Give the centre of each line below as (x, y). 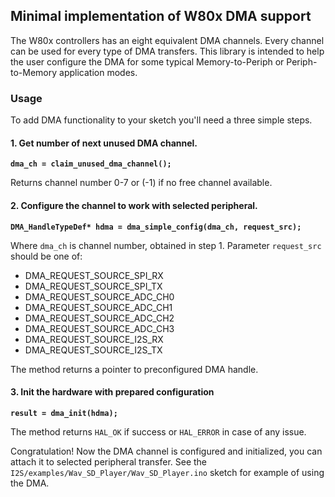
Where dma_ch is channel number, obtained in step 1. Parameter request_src (166, 245)
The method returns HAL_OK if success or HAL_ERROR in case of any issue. (158, 431)
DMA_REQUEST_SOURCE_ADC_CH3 (99, 328)
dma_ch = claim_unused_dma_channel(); (91, 164)
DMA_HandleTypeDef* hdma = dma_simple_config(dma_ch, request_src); (156, 227)
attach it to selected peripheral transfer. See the (109, 461)
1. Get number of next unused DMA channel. (104, 143)
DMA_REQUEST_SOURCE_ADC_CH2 (99, 318)
